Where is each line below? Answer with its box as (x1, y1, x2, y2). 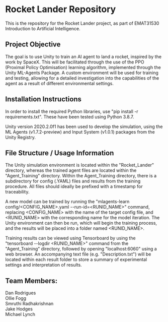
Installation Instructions (5, 95, 82, 104)
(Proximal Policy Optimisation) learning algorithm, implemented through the (5, 64, 161, 70)
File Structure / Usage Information (5, 149, 114, 157)
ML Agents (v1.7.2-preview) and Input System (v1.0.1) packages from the (5, 128, 155, 135)
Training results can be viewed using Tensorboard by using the (5, 235, 136, 241)
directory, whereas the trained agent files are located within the (5, 167, 137, 173)
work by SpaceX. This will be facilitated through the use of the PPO (5, 59, 144, 65)
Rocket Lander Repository (5, 4, 116, 15)
